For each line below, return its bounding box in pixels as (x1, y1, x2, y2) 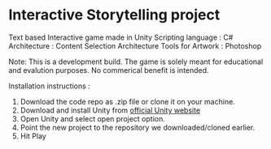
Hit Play (20, 131, 46, 141)
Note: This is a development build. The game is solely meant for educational (8, 57, 264, 66)
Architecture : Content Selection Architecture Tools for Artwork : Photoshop (8, 40, 262, 50)
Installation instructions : (8, 81, 91, 91)
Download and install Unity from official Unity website (20, 105, 201, 115)
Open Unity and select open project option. (20, 113, 165, 123)
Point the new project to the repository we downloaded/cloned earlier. (20, 122, 256, 132)
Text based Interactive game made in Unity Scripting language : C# (8, 32, 234, 42)
